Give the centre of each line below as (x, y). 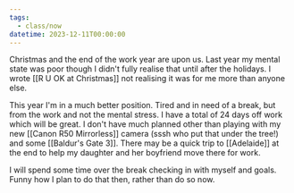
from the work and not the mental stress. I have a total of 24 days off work (146, 115)
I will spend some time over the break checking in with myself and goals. (143, 170)
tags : (19, 17)
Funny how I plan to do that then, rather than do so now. (112, 180)
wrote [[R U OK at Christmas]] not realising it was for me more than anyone (147, 79)
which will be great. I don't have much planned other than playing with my (145, 124)
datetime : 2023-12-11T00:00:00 (67, 34)
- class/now (40, 26)
